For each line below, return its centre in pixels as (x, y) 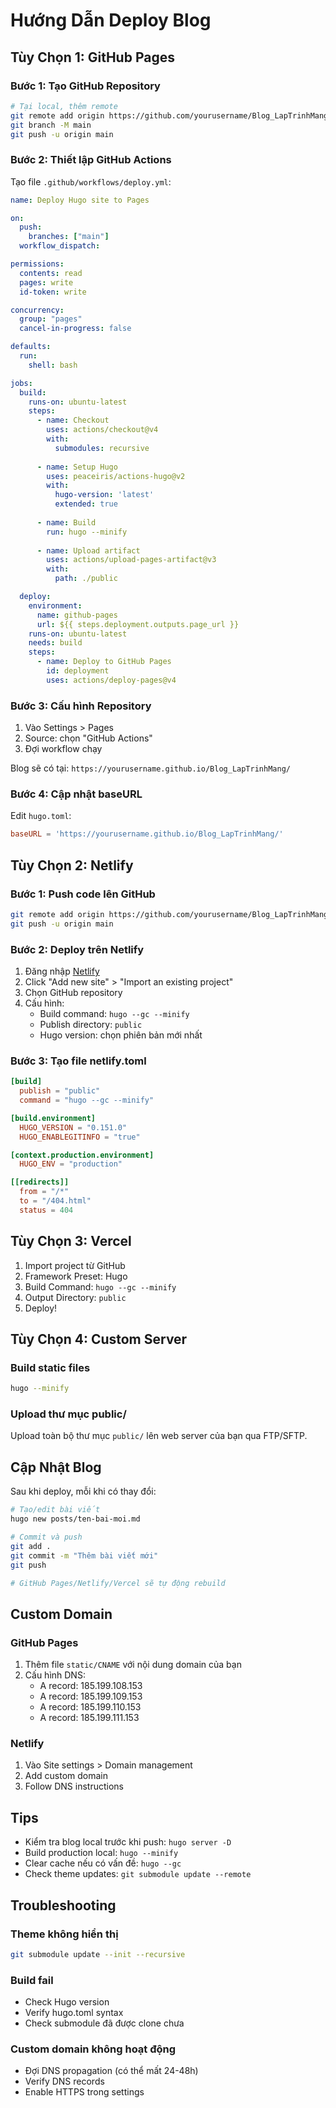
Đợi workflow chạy (63, 749)
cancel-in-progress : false (75, 329)
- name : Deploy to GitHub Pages (104, 662)
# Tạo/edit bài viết (55, 1510)
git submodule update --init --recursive (98, 1954)
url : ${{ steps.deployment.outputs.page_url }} (138, 624)
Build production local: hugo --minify (101, 1853)
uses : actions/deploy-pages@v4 (111, 680)
